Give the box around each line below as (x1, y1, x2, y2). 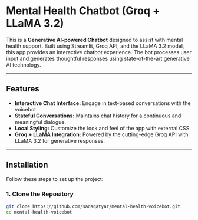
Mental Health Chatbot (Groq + (6, 4, 160, 18)
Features (6, 84, 39, 94)
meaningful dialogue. (14, 118, 67, 125)
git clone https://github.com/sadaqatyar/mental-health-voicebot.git (6, 203, 181, 209)
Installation (6, 160, 48, 170)
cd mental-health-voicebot (6, 209, 72, 215)
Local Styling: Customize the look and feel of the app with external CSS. (14, 124, 192, 132)
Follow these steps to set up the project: (6, 175, 104, 182)
